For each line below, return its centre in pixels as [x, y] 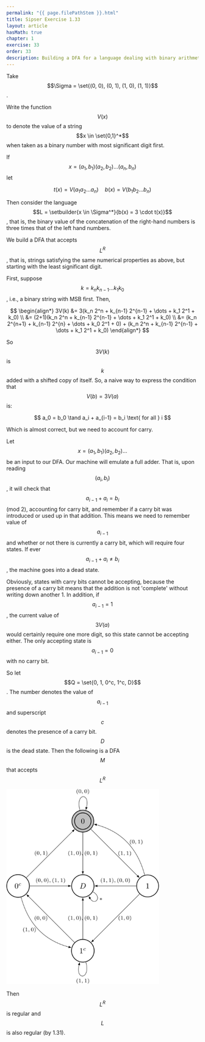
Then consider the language [42, 203]
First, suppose [24, 278]
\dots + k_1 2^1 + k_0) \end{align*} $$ [103, 330]
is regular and [23, 1014]
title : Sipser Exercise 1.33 [43, 19]
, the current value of [33, 615]
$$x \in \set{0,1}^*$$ [103, 136]
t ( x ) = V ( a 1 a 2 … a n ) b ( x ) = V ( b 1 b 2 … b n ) [103, 190]
